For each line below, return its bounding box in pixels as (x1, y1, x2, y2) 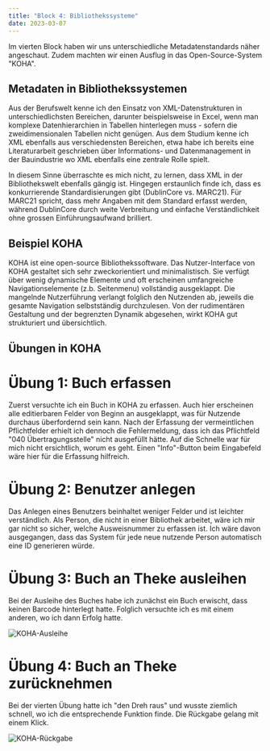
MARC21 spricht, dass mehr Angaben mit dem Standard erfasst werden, (8, 196, 247, 206)
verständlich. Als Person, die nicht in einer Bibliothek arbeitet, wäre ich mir (8, 515, 255, 525)
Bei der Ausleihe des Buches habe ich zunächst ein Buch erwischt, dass (8, 596, 248, 606)
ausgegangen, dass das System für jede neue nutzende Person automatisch (8, 532, 262, 542)
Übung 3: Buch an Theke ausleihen (8, 570, 247, 587)
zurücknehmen (8, 674, 113, 692)
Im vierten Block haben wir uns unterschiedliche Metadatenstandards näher (8, 41, 260, 51)
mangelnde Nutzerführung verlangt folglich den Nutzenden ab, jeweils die (8, 292, 254, 302)
